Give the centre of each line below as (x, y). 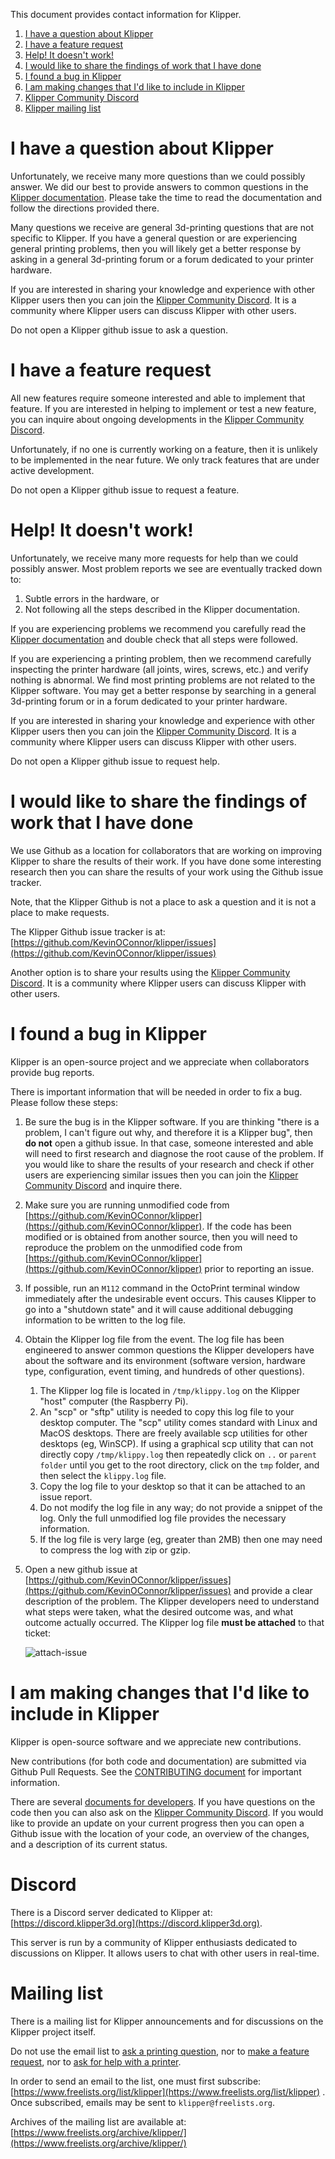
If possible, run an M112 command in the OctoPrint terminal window (162, 1288)
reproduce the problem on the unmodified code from (133, 1247)
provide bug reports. (52, 1072)
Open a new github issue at (81, 1569)
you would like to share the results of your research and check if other (169, 1164)
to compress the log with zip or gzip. (115, 1550)
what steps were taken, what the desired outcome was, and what (159, 1611)
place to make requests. (60, 912)
